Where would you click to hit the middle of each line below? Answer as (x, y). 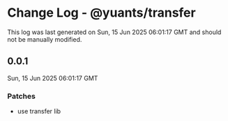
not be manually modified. (45, 39)
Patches (22, 96)
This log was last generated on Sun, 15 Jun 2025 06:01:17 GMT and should (114, 32)
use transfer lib (39, 111)
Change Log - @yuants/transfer (102, 13)
